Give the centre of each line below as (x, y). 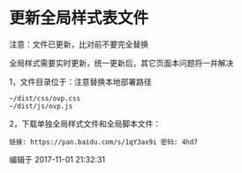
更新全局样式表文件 (79, 18)
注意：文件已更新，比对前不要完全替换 (79, 44)
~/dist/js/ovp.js (41, 106)
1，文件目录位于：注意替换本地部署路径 (80, 81)
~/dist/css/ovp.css (45, 98)
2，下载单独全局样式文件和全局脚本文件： (85, 124)
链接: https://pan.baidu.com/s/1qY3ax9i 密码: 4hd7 (104, 142)
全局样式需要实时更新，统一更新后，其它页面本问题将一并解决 (121, 63)
